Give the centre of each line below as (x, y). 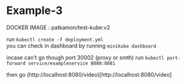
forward (16, 63)
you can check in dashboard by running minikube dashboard (81, 46)
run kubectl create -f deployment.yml (55, 39)
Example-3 (34, 11)
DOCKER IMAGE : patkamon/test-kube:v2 (58, 27)
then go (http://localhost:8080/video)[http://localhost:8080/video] (89, 74)
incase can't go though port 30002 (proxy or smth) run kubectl (85, 57)
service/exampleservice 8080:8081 (72, 63)
